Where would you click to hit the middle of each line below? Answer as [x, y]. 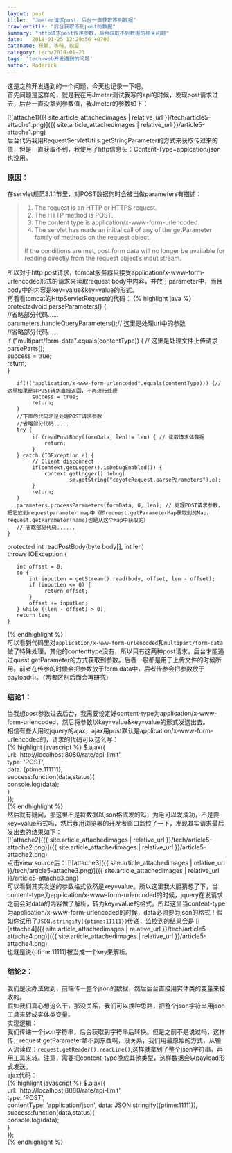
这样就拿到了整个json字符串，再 [178, 1049]
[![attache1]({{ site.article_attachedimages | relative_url [85, 117]
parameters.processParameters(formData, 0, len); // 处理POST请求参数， [120, 505]
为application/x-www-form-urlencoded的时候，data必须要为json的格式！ [112, 913]
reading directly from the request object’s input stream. [103, 258]
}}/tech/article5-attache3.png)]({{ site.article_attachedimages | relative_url [113, 871]
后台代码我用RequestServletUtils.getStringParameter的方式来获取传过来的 [113, 140]
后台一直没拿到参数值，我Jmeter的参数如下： [84, 103]
